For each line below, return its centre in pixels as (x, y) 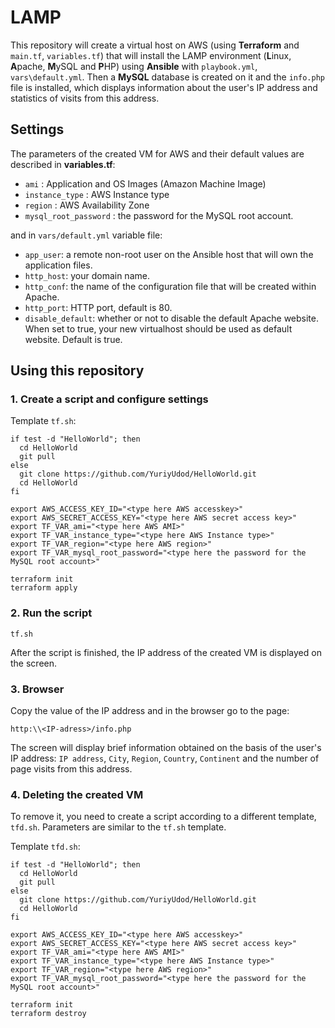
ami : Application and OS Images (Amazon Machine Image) (145, 183)
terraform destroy (48, 1014)
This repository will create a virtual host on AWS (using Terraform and (155, 45)
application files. (58, 265)
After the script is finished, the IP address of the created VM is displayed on (166, 652)
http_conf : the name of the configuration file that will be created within (170, 286)
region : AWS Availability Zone (87, 205)
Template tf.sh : (43, 421)
